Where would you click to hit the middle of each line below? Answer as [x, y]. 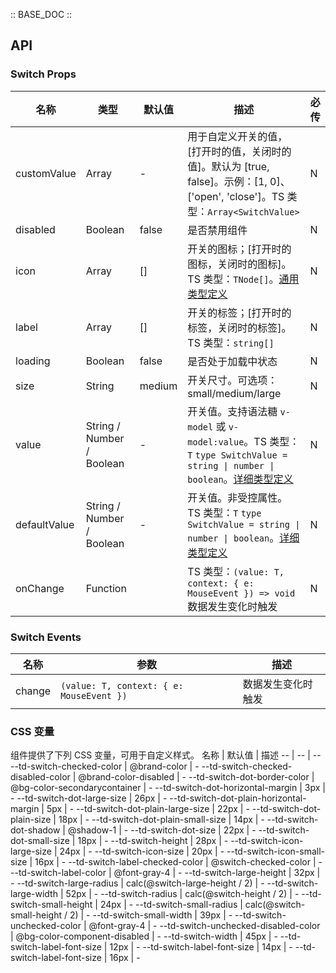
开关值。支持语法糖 [232, 411]
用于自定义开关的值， [237, 136]
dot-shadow [35, 830]
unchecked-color [46, 926]
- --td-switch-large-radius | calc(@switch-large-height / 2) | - [137, 883]
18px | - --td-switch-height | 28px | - [153, 841]
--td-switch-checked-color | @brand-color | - [105, 766]
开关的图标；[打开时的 [239, 249]
